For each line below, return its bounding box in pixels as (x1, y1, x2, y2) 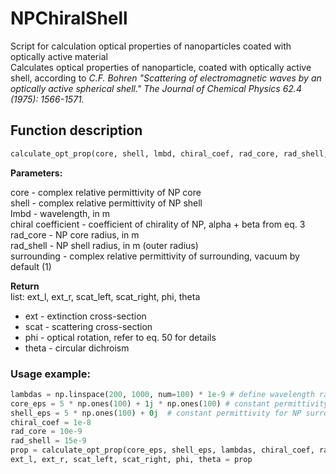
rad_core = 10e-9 (10, 427, 83, 437)
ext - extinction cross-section (24, 310, 147, 322)
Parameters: (10, 167, 63, 179)
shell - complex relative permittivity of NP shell (10, 197, 203, 209)
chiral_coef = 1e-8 (10, 417, 92, 427)
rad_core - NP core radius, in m (10, 228, 140, 241)
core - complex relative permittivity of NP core (10, 186, 202, 198)
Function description (10, 122, 143, 139)
